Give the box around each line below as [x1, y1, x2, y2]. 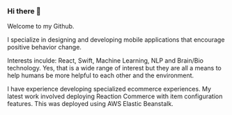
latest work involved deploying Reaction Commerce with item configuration [7, 92, 223, 100]
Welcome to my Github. [7, 22, 75, 31]
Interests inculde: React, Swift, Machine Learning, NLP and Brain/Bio [7, 56, 204, 65]
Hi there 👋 [7, 6, 42, 16]
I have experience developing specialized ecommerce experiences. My [7, 85, 211, 93]
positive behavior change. [7, 43, 82, 52]
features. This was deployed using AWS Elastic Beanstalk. [7, 100, 174, 108]
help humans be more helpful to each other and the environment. [7, 71, 194, 79]
